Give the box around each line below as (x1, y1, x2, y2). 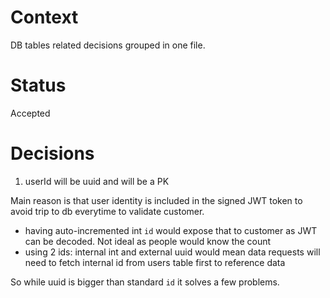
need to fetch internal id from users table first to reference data (24, 256, 286, 268)
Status (10, 74, 67, 97)
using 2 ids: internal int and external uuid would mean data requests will (24, 246, 321, 258)
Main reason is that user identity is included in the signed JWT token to (10, 194, 303, 206)
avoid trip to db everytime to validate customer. (10, 205, 205, 217)
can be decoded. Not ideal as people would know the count (24, 235, 272, 247)
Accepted (10, 107, 51, 119)
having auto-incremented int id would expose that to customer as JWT (24, 224, 318, 236)
